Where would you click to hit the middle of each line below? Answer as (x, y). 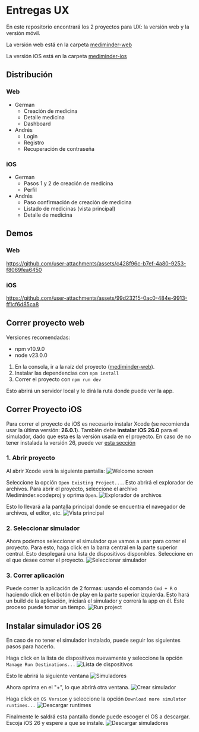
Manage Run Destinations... (41, 665)
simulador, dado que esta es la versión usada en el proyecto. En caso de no (99, 436)
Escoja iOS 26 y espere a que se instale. (56, 723)
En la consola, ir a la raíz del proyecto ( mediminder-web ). (85, 366)
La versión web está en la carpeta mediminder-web (69, 45)
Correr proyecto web (45, 323)
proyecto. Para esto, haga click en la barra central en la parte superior (92, 547)
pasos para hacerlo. (31, 647)
